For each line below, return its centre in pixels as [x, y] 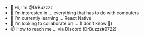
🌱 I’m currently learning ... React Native [51, 18]
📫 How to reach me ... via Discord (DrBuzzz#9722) [63, 29]
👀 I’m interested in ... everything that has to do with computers [75, 13]
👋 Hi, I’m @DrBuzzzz [31, 8]
